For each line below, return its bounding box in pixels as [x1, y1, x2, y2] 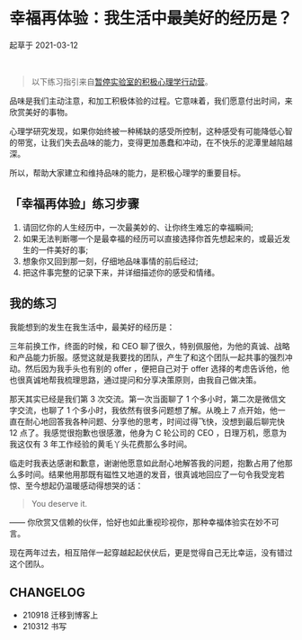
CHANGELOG [9, 584, 85, 599]
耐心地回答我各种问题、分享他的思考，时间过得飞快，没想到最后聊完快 [24, 416, 285, 427]
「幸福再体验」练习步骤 [9, 196, 139, 212]
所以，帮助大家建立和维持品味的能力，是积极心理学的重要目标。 [9, 167, 245, 178]
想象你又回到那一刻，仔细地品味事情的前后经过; [22, 256, 200, 266]
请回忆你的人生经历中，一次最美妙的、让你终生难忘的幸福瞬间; [22, 221, 254, 232]
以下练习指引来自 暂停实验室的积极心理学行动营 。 [31, 76, 213, 86]
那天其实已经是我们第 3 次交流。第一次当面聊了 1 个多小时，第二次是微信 [9, 393, 279, 404]
